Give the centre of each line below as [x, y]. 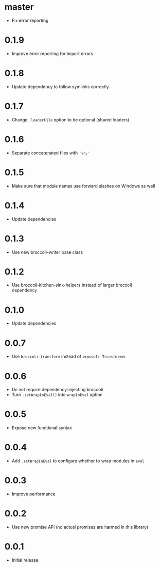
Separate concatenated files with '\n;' [51, 153]
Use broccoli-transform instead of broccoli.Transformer [69, 357]
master [19, 7]
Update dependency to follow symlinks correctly [60, 86]
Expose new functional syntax [42, 428]
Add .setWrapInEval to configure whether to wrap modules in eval [78, 461]
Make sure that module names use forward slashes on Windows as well [83, 186]
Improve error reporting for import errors [52, 53]
